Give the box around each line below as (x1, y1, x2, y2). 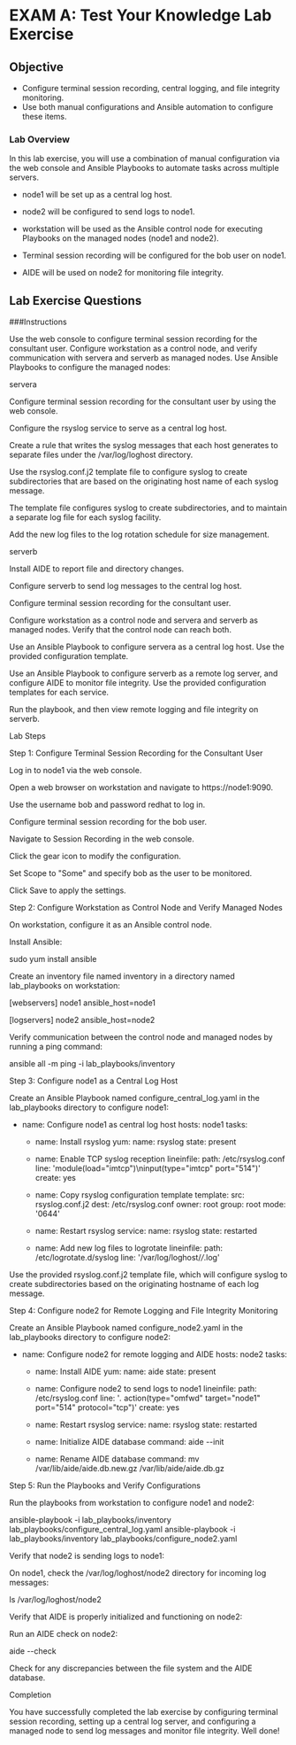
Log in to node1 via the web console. (9, 765, 142, 776)
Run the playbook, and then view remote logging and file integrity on (9, 704, 259, 715)
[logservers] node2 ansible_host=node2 (9, 1015, 156, 1026)
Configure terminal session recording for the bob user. (9, 817, 208, 827)
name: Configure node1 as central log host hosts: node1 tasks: (21, 1120, 248, 1130)
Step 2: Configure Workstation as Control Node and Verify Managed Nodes (9, 903, 283, 913)
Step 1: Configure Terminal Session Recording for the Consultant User (9, 748, 263, 758)
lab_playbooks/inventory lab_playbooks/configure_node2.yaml (9, 1533, 238, 1544)
